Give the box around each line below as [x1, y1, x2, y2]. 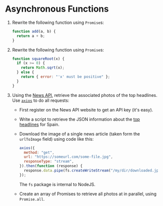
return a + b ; [16, 33, 45, 38]
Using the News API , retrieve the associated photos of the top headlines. [12, 92, 158, 98]
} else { [16, 70, 34, 75]
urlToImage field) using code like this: [19, 136, 94, 142]
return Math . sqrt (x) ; [21, 65, 65, 70]
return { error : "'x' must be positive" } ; [21, 75, 111, 79]
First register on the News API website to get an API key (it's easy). [19, 107, 153, 112]
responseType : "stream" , [23, 159, 74, 164]
